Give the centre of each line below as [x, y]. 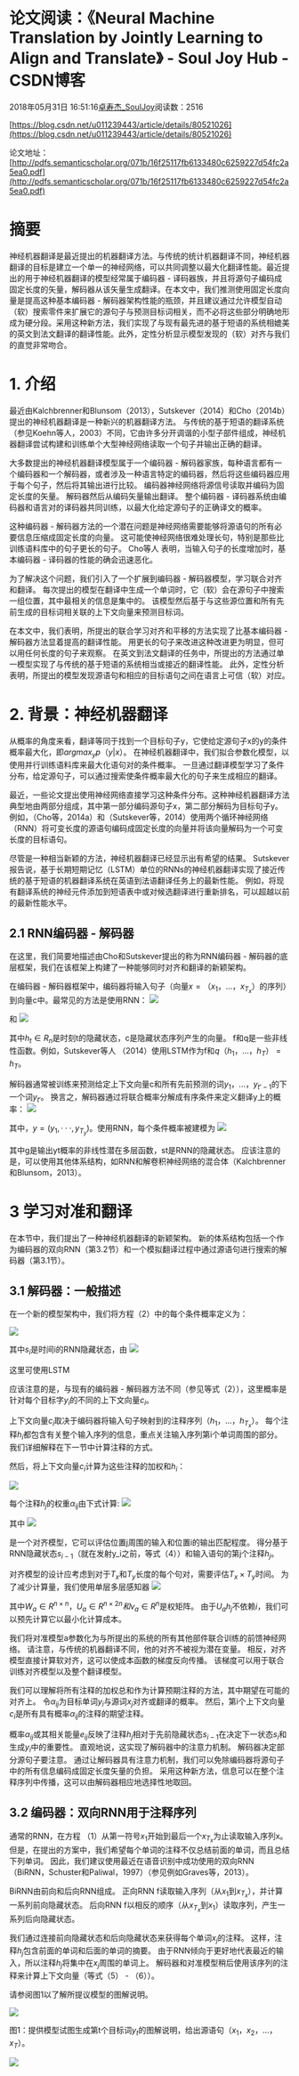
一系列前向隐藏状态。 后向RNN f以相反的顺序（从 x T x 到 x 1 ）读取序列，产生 [144, 1906]
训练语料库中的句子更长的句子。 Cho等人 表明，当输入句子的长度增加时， [144, 548]
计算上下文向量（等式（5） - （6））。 [92, 1975]
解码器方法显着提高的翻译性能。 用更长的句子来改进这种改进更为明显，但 [143, 642]
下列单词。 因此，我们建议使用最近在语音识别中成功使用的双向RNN [132, 1861]
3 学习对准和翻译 [71, 1212]
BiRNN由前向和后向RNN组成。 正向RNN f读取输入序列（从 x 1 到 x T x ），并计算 [146, 1893]
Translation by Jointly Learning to [136, 38]
